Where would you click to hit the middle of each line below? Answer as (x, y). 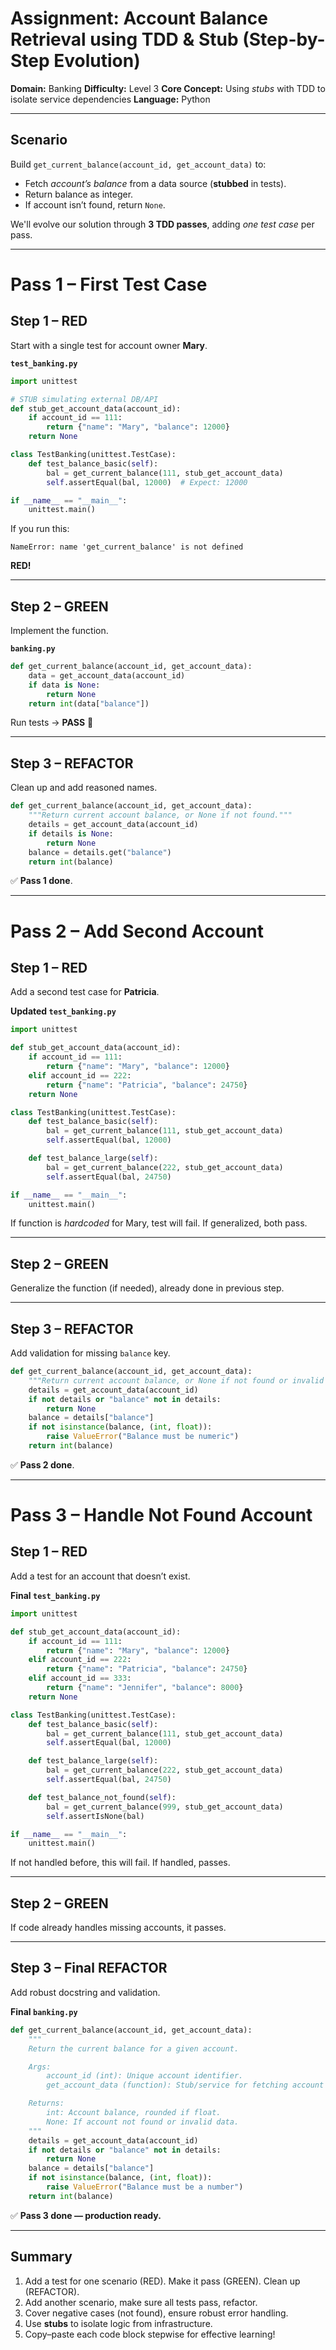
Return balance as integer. (79, 194)
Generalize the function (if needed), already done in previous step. (147, 1288)
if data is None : (64, 685)
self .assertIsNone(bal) (95, 1816)
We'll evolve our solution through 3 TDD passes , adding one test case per (162, 224)
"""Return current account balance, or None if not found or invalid (176, 1380)
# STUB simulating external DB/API (84, 399)
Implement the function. (59, 631)
